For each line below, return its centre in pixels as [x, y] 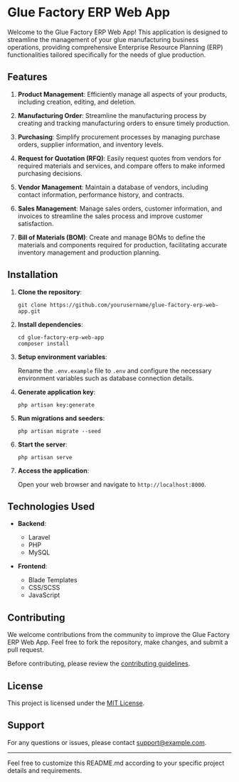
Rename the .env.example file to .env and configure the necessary [115, 370]
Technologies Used [51, 507]
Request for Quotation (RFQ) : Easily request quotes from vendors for [119, 158]
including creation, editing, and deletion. [77, 102]
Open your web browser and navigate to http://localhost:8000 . [112, 484]
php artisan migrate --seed [59, 431]
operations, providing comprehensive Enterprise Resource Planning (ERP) [115, 47]
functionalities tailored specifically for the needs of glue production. [107, 55]
